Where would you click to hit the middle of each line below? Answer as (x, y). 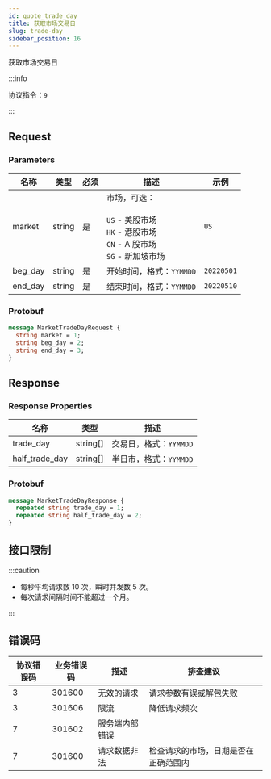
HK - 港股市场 (131, 232)
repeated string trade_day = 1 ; (70, 508)
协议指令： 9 (28, 95)
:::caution (24, 570)
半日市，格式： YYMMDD (152, 459)
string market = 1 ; (48, 336)
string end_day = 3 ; (50, 350)
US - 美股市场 (131, 220)
